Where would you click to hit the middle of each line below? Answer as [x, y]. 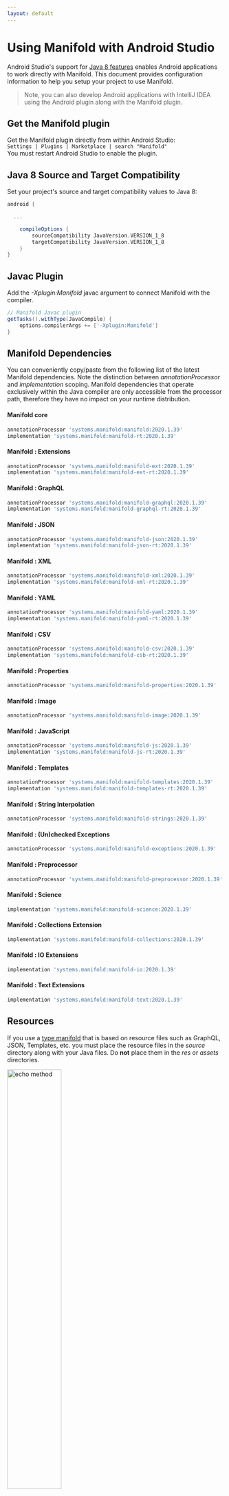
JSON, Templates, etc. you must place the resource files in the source [106, 1045]
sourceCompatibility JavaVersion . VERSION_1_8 [98, 235]
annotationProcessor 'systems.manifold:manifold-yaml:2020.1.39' [102, 612]
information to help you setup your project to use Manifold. [90, 81]
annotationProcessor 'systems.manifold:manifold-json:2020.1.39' [102, 539]
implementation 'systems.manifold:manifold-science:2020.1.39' [100, 909]
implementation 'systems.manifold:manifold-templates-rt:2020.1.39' [107, 789]
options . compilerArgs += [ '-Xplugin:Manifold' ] [89, 325]
